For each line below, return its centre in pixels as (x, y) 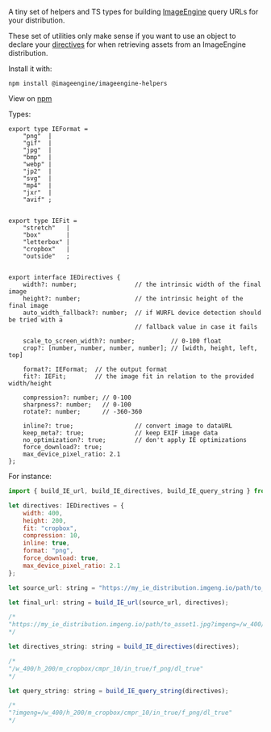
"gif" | (38, 143)
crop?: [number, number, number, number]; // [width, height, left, (140, 348)
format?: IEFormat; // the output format (95, 369)
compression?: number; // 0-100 (77, 398)
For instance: (30, 476)
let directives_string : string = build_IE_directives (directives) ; (124, 646)
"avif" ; (38, 200)
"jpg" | (38, 150)
